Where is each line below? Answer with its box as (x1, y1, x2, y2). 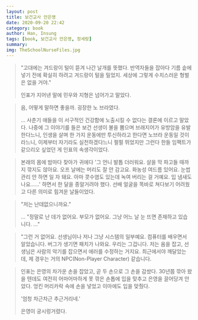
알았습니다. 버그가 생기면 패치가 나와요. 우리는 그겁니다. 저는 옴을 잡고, (20, 240, 183, 247)
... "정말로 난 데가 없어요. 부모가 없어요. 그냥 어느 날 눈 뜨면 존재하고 (20, 213, 177, 220)
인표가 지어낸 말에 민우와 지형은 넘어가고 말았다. (20, 91, 131, 98)
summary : (6, 42, 28, 48)
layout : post (6, 8, 38, 15)
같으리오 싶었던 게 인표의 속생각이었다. (20, 146, 109, 153)
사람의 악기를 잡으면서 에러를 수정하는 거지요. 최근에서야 (36, 247, 167, 254)
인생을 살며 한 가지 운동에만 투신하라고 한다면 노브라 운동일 (43, 131, 178, 138)
